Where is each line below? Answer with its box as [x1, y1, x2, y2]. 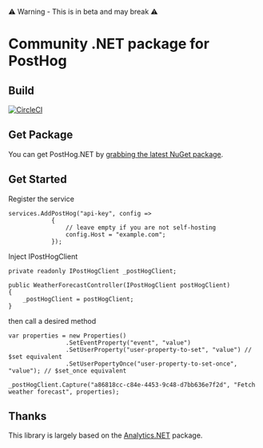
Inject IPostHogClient [8, 252, 78, 261]
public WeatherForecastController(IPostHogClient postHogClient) [8, 281, 230, 289]
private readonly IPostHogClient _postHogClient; [8, 267, 177, 275]
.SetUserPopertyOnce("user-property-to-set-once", [65, 360, 238, 368]
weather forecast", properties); [8, 388, 120, 396]
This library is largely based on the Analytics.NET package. [8, 430, 203, 440]
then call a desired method [8, 316, 97, 325]
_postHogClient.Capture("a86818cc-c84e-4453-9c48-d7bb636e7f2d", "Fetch [8, 381, 256, 389]
